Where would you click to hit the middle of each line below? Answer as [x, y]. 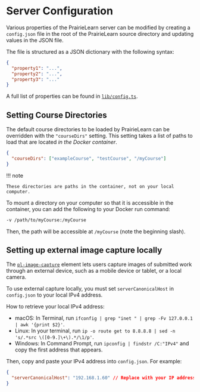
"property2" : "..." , [37, 74]
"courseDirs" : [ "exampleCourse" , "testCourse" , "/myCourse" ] [89, 159]
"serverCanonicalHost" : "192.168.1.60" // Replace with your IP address [104, 378]
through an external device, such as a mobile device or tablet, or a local [94, 271]
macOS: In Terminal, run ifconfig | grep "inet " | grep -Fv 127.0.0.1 [104, 318]
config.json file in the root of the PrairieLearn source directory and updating [100, 33]
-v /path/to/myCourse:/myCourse [46, 220]
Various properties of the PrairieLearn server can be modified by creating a [98, 27]
